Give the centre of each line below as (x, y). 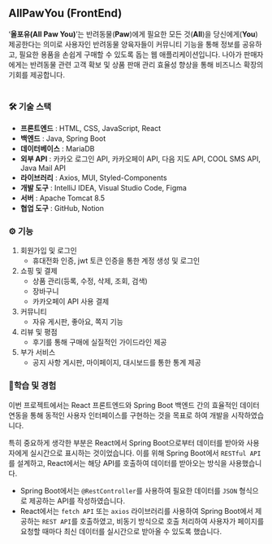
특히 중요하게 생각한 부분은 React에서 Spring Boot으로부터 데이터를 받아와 (127, 442)
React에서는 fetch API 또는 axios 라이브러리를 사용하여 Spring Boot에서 (136, 511)
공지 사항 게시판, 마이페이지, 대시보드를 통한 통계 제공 (117, 362)
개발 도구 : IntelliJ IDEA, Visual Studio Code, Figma (103, 188)
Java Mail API (43, 168)
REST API (56, 522)
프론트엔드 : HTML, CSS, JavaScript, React (91, 129)
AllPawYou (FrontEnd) (65, 13)
